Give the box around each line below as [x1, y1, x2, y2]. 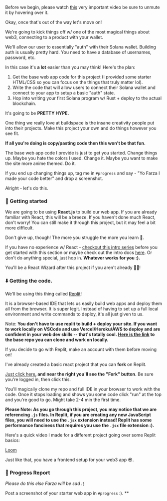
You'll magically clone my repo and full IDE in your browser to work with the [5, 386, 161, 392]
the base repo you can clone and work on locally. [5, 336, 109, 342]
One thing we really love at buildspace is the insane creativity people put [5, 120, 155, 125]
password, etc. [5, 54, 36, 60]
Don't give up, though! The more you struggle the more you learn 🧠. [5, 234, 145, 240]
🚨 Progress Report [5, 469, 50, 476]
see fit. [5, 130, 19, 136]
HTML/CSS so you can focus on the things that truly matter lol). [12, 79, 143, 85]
